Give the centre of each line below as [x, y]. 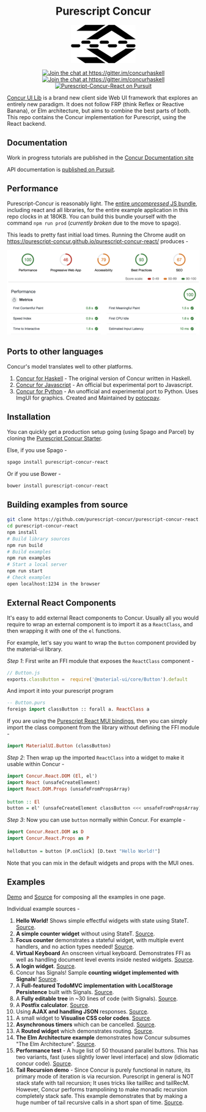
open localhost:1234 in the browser [53, 584]
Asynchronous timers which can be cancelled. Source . [86, 1024]
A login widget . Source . [46, 966]
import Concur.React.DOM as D [46, 832]
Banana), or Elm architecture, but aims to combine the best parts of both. [99, 111]
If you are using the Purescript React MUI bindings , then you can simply [97, 721]
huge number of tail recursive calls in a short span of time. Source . [100, 1102]
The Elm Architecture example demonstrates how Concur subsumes [103, 1037]
